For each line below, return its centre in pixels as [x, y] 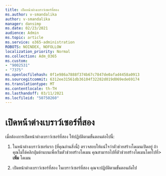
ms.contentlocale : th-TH [31, 88]
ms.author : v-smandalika [31, 14]
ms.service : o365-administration [40, 42]
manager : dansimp [23, 24]
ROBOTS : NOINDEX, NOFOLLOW [33, 47]
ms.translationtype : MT [30, 84]
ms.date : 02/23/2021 [27, 28]
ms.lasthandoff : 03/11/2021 [34, 93]
